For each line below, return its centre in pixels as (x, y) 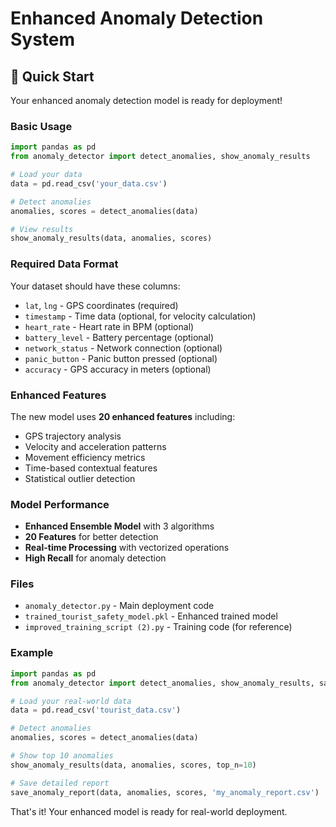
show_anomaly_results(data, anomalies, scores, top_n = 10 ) (133, 765)
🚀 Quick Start (52, 76)
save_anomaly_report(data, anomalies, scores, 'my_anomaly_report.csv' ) (165, 792)
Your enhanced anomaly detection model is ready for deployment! (146, 100)
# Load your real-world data (71, 701)
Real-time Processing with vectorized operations (127, 548)
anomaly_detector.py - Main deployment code (119, 606)
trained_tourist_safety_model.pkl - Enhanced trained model (151, 616)
